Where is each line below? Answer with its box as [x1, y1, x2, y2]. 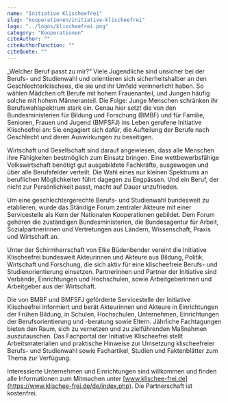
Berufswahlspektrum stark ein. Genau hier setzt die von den [7, 104, 177, 112]
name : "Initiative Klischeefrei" [7, 10, 103, 17]
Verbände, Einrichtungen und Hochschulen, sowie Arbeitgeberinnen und [7, 275, 212, 283]
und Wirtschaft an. [7, 232, 60, 240]
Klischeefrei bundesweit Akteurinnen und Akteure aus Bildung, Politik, [7, 253, 204, 261]
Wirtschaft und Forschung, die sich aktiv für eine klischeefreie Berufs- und [7, 260, 218, 268]
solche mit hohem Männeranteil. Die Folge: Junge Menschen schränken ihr [7, 96, 218, 104]
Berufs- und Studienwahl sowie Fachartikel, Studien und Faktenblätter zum [7, 346, 218, 354]
